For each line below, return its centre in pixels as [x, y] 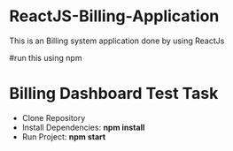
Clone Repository [54, 117]
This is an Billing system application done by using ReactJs [117, 41]
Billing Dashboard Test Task [114, 94]
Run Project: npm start [64, 136]
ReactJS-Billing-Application [114, 16]
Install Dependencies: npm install [83, 127]
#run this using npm [46, 57]
